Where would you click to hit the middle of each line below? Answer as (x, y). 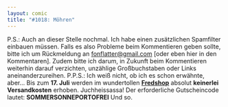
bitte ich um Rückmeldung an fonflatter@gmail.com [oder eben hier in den (112, 53)
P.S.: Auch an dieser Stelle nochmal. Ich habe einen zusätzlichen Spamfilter (114, 39)
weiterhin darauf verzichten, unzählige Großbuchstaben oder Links (102, 68)
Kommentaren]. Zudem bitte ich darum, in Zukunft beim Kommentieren (107, 61)
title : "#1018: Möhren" (41, 20)
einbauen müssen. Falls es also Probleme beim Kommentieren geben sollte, (114, 46)
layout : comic (27, 13)
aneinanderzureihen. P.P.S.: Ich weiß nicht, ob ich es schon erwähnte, (106, 75)
